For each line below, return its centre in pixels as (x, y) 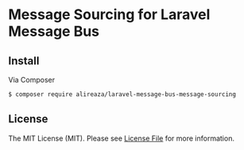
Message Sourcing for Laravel (109, 15)
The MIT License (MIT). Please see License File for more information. (121, 138)
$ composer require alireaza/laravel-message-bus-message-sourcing (122, 94)
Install (24, 61)
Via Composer (32, 80)
